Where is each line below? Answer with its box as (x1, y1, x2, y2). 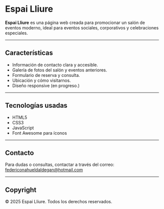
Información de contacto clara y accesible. (12, 62, 99, 68)
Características (5, 49, 53, 57)
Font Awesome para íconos (12, 130, 67, 136)
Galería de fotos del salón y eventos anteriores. (12, 67, 107, 73)
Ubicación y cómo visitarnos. (12, 77, 71, 83)
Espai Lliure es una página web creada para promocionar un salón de (5, 20, 145, 25)
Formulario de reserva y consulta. (12, 72, 81, 78)
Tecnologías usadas (5, 101, 67, 110)
